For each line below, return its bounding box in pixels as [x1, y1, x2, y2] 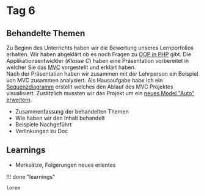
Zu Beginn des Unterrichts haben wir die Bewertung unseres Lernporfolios [6, 44, 194, 51]
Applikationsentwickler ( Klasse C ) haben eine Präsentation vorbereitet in [6, 57, 189, 64]
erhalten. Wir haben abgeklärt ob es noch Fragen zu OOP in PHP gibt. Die [6, 51, 191, 58]
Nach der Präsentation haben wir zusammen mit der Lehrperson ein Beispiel [6, 70, 199, 77]
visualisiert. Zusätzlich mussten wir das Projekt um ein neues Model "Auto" [6, 90, 195, 96]
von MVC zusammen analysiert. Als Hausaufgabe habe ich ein [6, 77, 163, 84]
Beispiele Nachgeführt [15, 121, 72, 128]
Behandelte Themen [6, 28, 86, 38]
